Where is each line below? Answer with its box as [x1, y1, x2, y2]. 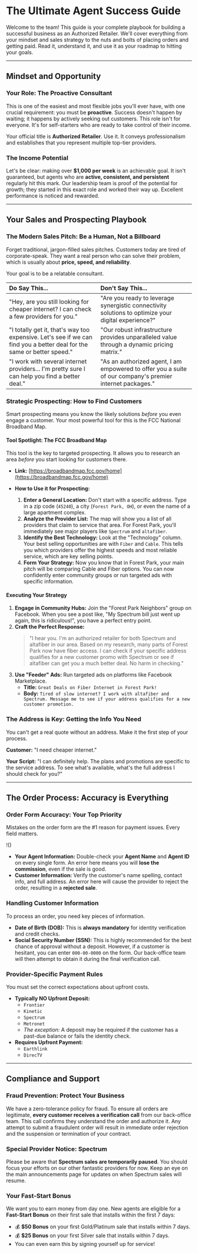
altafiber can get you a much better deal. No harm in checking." [29, 660, 184, 667]
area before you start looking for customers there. [6, 456, 128, 463]
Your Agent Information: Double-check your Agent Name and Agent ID [14, 853, 190, 860]
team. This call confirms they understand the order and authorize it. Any [6, 1117, 181, 1124]
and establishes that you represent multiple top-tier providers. [6, 139, 157, 146]
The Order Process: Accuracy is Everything [6, 793, 169, 803]
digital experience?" [100, 316, 156, 324]
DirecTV [23, 1052, 42, 1058]
